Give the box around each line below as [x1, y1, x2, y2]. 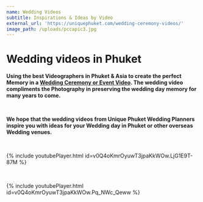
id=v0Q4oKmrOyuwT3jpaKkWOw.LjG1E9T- [85, 152, 193, 159]
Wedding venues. [6, 129, 52, 136]
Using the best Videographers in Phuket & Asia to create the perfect [6, 73, 182, 80]
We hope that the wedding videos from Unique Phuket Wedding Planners [6, 115, 195, 123]
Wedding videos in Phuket [6, 52, 142, 66]
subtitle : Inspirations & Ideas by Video [6, 15, 113, 21]
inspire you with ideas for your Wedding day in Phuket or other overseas [6, 122, 193, 129]
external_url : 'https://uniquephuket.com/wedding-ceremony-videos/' [6, 20, 184, 26]
